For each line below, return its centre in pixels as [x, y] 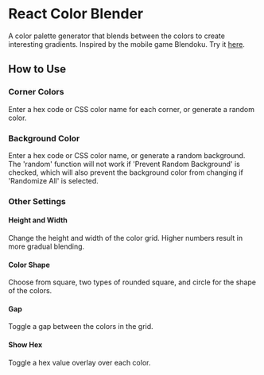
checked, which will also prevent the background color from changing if [126, 172]
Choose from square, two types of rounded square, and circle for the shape [132, 282]
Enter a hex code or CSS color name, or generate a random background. [127, 155]
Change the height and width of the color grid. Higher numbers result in [126, 238]
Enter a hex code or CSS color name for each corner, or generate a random [132, 109]
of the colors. [30, 291]
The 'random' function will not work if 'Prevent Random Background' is [124, 164]
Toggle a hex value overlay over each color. [80, 362]
